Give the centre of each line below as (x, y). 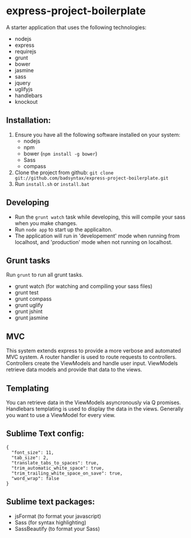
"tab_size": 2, (30, 457)
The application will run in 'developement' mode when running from (97, 236)
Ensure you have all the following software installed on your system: (97, 134)
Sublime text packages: (51, 502)
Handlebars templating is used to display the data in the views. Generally (95, 409)
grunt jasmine (31, 318)
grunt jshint (29, 312)
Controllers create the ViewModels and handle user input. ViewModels (92, 363)
